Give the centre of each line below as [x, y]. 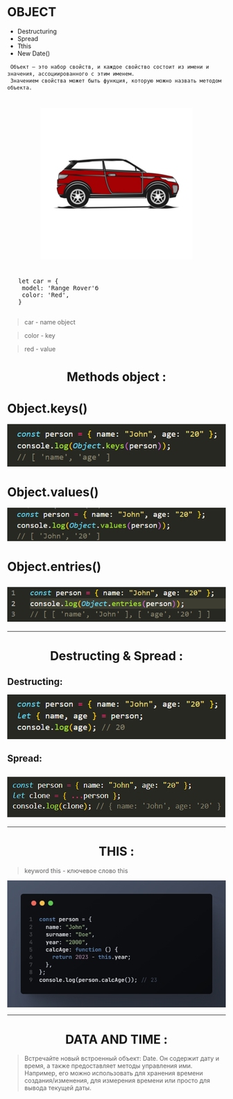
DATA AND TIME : [116, 1039]
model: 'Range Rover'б [60, 288]
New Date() [34, 53]
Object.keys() [48, 409]
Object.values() [53, 492]
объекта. [20, 87]
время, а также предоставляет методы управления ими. [108, 1066]
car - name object [50, 322]
